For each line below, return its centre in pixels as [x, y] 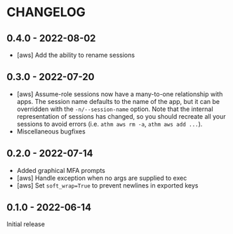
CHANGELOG [46, 12]
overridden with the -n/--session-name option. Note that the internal [115, 109]
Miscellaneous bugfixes [51, 131]
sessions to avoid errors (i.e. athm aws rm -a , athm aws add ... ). [109, 124]
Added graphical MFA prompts [61, 170]
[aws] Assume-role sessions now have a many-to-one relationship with [120, 94]
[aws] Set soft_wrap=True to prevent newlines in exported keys [107, 185]
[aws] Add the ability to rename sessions [75, 55]
